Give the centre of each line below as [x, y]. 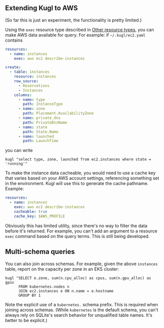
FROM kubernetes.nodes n [44, 286]
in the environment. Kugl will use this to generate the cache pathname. [77, 184]
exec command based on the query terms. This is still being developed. [77, 236]
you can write [19, 150]
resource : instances [35, 77]
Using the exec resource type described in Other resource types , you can [80, 30]
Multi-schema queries [40, 252]
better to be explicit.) [26, 320]
